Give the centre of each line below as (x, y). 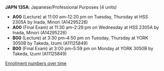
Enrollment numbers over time (36, 63)
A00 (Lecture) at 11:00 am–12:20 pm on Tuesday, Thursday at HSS (80, 17)
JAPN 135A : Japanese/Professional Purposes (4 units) (61, 7)
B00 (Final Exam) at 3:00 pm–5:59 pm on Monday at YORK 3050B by (83, 48)
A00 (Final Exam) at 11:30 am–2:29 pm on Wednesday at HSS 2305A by (86, 27)
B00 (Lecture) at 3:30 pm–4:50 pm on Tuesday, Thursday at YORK (80, 38)
